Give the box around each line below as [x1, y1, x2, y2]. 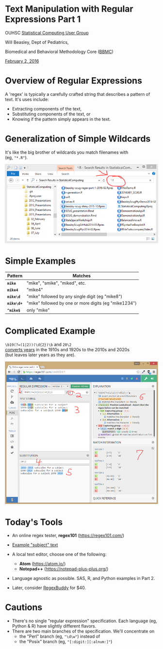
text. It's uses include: [5, 96, 49, 102]
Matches [72, 273, 91, 279]
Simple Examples [5, 255, 76, 267]
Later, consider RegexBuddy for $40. [12, 585, 86, 591]
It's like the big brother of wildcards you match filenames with [5, 149, 129, 155]
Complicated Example [5, 325, 96, 337]
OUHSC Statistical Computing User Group [5, 30, 89, 36]
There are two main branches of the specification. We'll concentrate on [12, 629, 155, 634]
